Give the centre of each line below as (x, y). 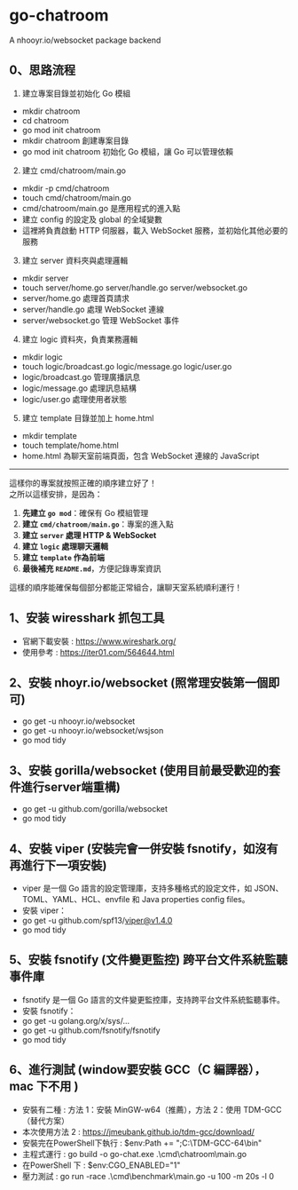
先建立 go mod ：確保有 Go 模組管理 (85, 512)
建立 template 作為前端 (63, 557)
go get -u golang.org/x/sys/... (76, 1020)
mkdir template (49, 435)
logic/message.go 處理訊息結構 (79, 388)
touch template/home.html (71, 445)
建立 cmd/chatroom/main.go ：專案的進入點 (98, 524)
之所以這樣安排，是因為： (56, 494)
